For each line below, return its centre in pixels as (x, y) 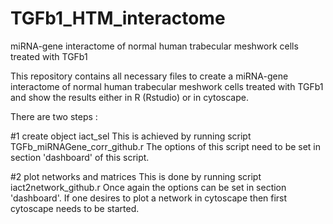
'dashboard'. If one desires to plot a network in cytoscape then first (149, 198)
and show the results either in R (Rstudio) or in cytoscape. (129, 97)
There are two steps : (54, 116)
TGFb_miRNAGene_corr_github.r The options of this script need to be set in (166, 146)
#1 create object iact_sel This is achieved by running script (131, 136)
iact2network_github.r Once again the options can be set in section (148, 187)
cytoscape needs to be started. (75, 208)
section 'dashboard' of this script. (80, 157)
